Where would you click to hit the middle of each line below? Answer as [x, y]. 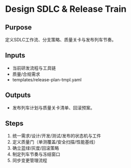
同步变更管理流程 [30, 161]
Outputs [18, 95]
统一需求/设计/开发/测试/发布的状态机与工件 [57, 136]
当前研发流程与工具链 [34, 68]
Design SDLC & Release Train [66, 9]
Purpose [19, 27]
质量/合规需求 [26, 74]
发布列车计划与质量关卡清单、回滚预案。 [53, 107]
